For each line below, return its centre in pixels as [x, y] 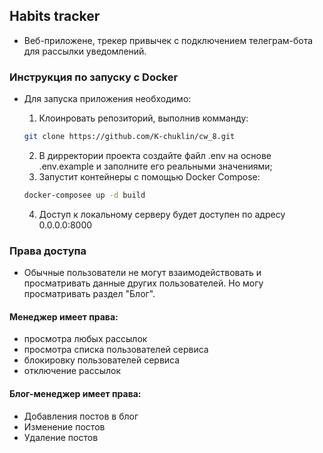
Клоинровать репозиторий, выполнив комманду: [143, 118]
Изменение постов [64, 426]
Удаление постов [61, 437]
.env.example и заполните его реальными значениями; [155, 166]
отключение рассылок [72, 371]
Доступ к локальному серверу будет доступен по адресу [162, 214]
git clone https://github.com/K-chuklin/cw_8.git [129, 137]
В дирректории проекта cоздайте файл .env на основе [155, 155]
